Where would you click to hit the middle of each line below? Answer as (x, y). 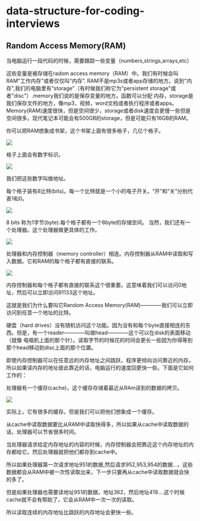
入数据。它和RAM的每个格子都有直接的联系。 (62, 261)
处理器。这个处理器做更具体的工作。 (55, 230)
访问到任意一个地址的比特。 (40, 312)
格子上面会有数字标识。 (35, 154)
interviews (33, 24)
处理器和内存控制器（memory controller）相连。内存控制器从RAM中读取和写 (100, 254)
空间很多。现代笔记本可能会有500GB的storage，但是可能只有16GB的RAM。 (99, 118)
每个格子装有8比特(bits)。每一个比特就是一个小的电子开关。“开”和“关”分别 (97, 191)
